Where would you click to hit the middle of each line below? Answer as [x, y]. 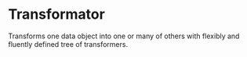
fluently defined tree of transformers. [68, 44]
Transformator [57, 14]
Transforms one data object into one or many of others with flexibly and [124, 36]
